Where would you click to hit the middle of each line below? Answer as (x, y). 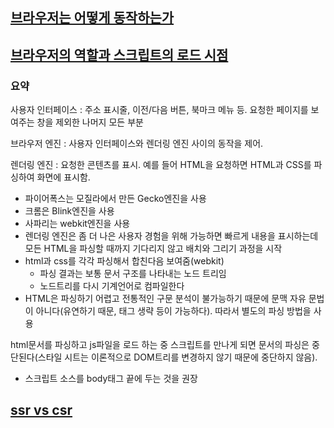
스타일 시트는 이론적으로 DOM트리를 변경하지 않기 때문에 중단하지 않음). (177, 357)
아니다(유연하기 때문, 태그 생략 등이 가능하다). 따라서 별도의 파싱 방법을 (173, 311)
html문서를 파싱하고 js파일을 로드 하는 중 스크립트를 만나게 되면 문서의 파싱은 (160, 345)
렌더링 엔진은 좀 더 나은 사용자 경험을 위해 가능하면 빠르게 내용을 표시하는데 (171, 236)
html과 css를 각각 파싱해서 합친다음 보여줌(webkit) (124, 261)
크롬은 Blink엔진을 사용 (69, 211)
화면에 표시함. (63, 177)
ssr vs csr (41, 410)
